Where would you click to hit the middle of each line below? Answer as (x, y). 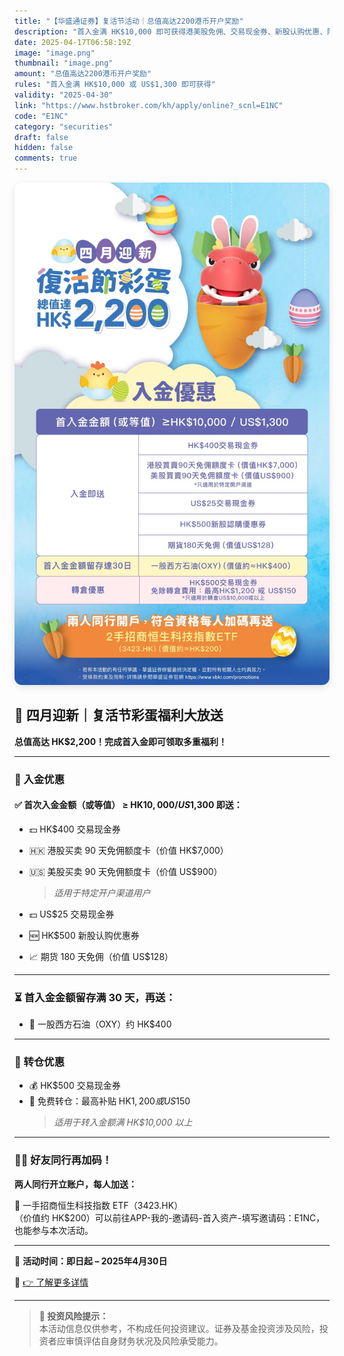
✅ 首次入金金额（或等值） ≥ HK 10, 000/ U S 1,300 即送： (128, 805)
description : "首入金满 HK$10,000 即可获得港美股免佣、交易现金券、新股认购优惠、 (171, 31)
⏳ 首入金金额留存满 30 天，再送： (95, 997)
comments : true (46, 158)
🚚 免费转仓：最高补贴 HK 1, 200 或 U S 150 (109, 1101)
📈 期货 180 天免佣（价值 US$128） (101, 956)
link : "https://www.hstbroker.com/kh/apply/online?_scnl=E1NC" (149, 105)
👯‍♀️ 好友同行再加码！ (63, 1160)
